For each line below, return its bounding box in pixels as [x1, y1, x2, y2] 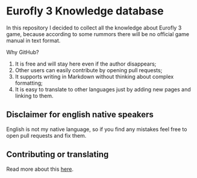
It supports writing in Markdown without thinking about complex [14, 73, 174, 80]
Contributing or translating [6, 149, 109, 160]
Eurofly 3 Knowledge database [6, 4, 164, 18]
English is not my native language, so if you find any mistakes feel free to [6, 125, 187, 133]
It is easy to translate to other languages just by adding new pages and [14, 85, 191, 93]
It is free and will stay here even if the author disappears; [14, 60, 157, 67]
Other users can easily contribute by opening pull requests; [14, 66, 163, 73]
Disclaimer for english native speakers [6, 109, 154, 120]
